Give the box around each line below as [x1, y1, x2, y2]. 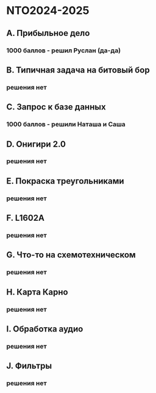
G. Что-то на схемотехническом [6, 250, 136, 260]
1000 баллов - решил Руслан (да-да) [6, 46, 121, 55]
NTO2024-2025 [6, 4, 90, 18]
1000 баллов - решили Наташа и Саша [6, 120, 126, 128]
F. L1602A [6, 213, 44, 223]
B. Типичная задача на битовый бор [6, 64, 151, 75]
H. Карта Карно [6, 287, 68, 297]
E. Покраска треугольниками [6, 176, 124, 186]
